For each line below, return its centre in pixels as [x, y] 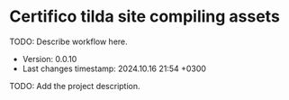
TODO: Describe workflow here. [68, 41]
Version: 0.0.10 [50, 59]
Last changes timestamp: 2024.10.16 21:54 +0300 [114, 68]
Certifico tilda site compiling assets [145, 17]
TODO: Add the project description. [75, 86]
